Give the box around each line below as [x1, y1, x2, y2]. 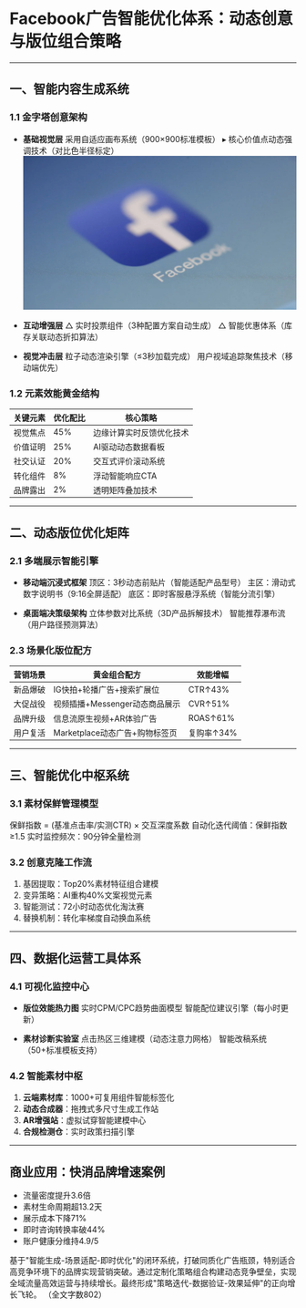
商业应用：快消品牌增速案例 [9, 1164, 166, 1179]
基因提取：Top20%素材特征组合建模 [22, 879, 159, 890]
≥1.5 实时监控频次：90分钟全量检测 [9, 830, 141, 841]
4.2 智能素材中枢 [9, 1069, 84, 1082]
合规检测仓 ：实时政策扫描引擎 [22, 1127, 135, 1138]
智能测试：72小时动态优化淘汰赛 [22, 901, 145, 912]
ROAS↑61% [188, 713, 235, 724]
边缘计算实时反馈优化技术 [93, 427, 189, 438]
